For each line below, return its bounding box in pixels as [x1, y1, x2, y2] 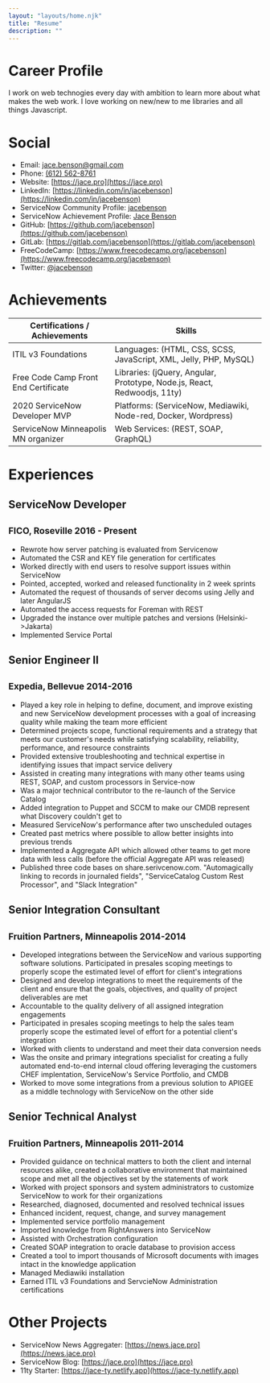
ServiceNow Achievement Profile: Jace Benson [19, 211, 177, 222]
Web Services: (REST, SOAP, [114, 424, 223, 435]
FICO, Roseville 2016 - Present [8, 525, 137, 536]
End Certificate [12, 382, 70, 393]
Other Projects [8, 1314, 108, 1331]
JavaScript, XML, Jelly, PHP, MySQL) [114, 354, 255, 365]
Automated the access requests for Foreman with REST [19, 604, 203, 614]
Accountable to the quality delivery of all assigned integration [19, 1000, 223, 1011]
